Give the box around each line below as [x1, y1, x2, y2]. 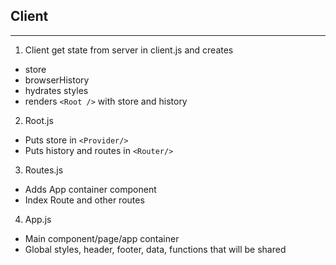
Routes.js [24, 164, 64, 176]
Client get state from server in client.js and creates [24, 44, 234, 56]
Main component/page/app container [24, 232, 180, 244]
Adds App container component [24, 183, 157, 195]
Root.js [24, 114, 54, 126]
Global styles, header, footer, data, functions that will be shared [24, 243, 287, 255]
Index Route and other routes [24, 194, 145, 206]
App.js [24, 213, 52, 225]
